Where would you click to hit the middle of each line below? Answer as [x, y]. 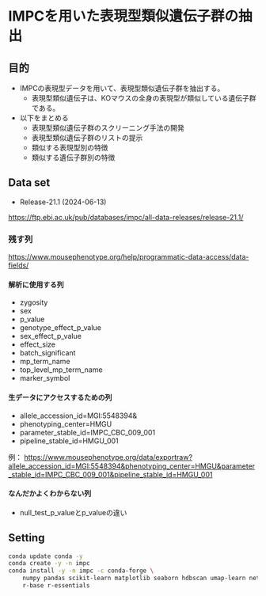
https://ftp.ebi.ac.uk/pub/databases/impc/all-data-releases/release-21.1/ [126, 217]
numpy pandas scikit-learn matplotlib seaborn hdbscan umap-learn [134, 579]
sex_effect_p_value [50, 336]
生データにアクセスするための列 [60, 397]
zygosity [34, 302]
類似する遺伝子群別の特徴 [73, 158]
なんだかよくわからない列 [50, 494]
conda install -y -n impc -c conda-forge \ [81, 571]
